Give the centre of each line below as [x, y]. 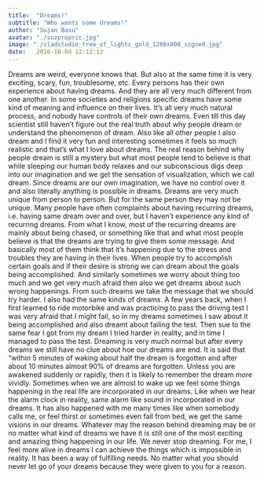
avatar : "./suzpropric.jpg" [54, 37]
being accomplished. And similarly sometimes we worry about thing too [124, 274]
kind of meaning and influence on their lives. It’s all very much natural [121, 108]
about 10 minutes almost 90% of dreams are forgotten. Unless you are [122, 366]
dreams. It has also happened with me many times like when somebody [124, 408]
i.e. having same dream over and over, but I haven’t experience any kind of [129, 216]
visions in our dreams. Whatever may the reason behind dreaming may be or [132, 424]
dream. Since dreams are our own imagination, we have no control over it [126, 183]
